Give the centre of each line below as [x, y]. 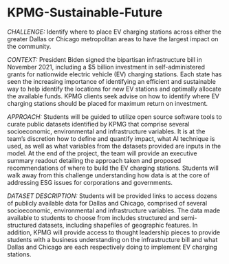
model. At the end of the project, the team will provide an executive [102, 153]
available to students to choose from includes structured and [94, 217]
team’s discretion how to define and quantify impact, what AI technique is [111, 138]
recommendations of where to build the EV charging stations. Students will [113, 168]
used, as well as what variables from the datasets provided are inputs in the [114, 146]
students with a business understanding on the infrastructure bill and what [112, 239]
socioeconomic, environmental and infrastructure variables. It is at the [106, 131]
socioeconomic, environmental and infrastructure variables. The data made [114, 210]
